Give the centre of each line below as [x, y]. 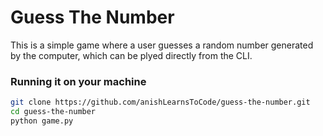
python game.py [42, 121]
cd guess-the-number [53, 112]
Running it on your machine [78, 81]
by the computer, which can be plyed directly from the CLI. [131, 55]
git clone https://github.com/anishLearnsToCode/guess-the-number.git [160, 102]
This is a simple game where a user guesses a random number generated [162, 45]
